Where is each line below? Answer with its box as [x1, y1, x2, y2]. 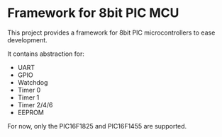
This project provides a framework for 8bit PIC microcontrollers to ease [7, 28, 216, 37]
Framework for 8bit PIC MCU [7, 5, 179, 21]
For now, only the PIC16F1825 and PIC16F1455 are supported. [7, 121, 187, 130]
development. [7, 35, 48, 44]
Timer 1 [17, 93, 40, 102]
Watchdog [17, 78, 48, 86]
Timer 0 [17, 85, 41, 94]
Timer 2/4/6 [17, 100, 53, 109]
